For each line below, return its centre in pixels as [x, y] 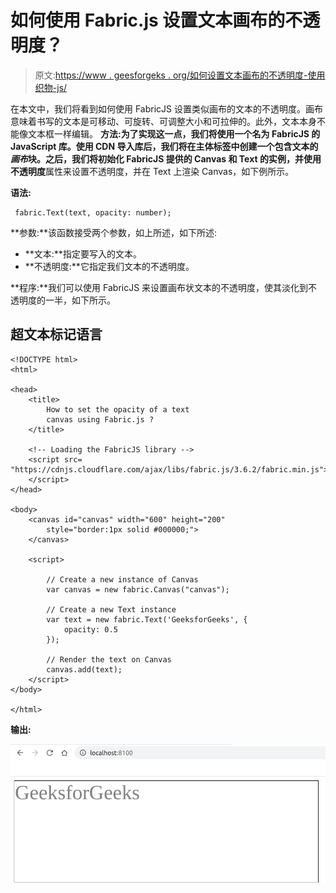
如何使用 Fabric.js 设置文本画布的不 [156, 20]
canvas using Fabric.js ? [100, 419]
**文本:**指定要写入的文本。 [83, 253]
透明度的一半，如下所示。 [63, 300]
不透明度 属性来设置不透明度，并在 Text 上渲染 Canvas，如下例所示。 [152, 171]
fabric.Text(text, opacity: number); [93, 212]
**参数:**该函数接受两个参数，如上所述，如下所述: [114, 232]
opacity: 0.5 [90, 629]
